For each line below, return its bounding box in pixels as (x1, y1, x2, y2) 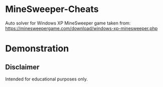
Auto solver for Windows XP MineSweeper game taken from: (5, 20, 131, 26)
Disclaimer (5, 62, 40, 71)
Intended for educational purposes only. (5, 76, 88, 82)
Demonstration (5, 43, 69, 54)
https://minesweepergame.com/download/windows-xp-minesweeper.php (5, 25, 158, 31)
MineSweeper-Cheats (5, 3, 99, 15)
